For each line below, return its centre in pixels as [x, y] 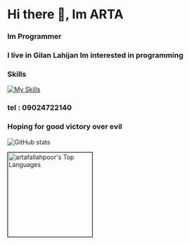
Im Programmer [34, 37]
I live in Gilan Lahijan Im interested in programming [95, 56]
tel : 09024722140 [40, 108]
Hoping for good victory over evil [65, 127]
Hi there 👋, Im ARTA [65, 14]
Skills [17, 74]
